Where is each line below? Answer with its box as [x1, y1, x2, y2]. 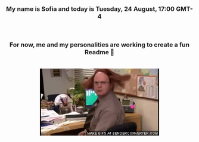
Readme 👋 [85, 48, 114, 57]
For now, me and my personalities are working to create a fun [9, 41, 190, 49]
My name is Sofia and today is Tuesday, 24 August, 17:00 [6, 5, 175, 13]
